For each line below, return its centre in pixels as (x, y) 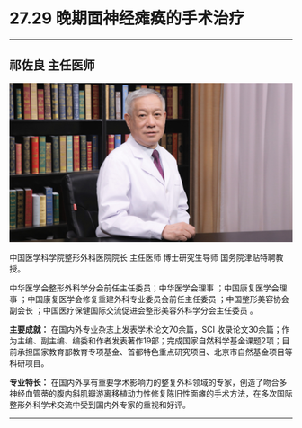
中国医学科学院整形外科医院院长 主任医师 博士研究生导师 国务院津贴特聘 (142, 258)
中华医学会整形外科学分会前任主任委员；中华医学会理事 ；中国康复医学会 (144, 288)
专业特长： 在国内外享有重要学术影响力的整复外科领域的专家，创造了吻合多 (148, 382)
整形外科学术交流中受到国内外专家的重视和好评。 (100, 405)
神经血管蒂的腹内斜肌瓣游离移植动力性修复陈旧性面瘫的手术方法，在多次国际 (151, 394)
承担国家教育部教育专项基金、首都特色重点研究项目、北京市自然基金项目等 (155, 352)
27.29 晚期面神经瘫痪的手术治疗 (127, 18)
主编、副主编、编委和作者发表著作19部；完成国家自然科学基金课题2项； (149, 341)
